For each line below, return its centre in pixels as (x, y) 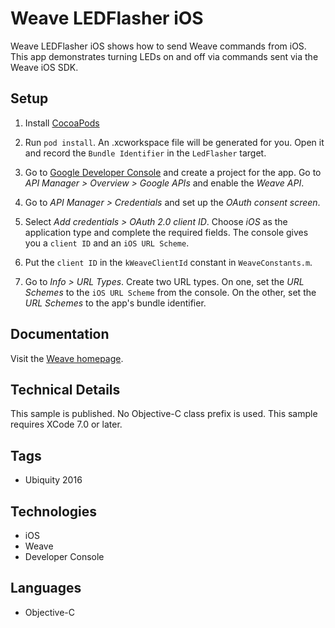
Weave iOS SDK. (44, 67)
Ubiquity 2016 (53, 480)
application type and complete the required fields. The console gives (166, 232)
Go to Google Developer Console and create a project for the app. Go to (173, 172)
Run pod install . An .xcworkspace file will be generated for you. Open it (174, 142)
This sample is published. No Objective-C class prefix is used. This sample (164, 414)
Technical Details (65, 389)
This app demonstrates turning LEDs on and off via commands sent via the (164, 56)
